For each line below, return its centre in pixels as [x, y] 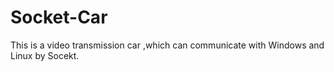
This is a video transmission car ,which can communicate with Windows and [167, 45]
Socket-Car [59, 17]
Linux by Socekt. [45, 55]
